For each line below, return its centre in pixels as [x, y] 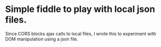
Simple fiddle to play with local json [80, 9]
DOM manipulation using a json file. [42, 39]
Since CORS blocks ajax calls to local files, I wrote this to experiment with [81, 33]
